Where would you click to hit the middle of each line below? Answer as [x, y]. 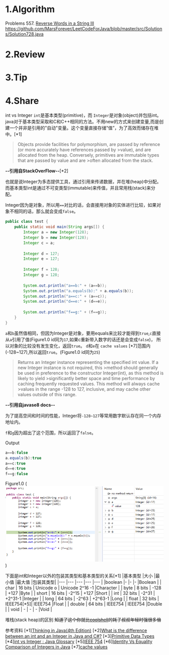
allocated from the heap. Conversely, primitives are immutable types [88, 155]
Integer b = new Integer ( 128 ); [56, 238]
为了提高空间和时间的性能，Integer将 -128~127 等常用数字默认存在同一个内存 [83, 415]
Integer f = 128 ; [41, 270]
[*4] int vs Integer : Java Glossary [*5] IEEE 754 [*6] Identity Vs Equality [79, 642]
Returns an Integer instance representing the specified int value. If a [88, 362]
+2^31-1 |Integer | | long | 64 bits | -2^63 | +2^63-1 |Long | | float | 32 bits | [82, 599]
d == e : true [16, 469]
